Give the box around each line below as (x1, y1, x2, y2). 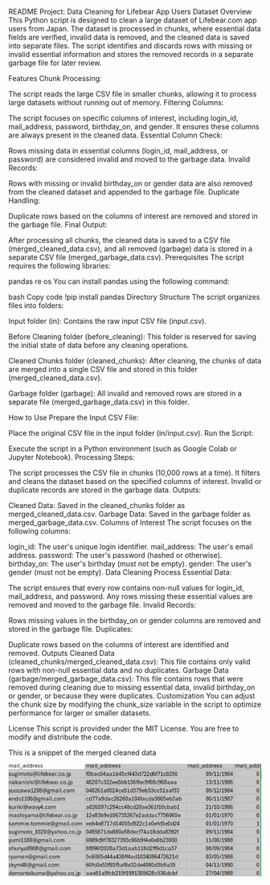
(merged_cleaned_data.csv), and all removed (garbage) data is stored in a (8, 244, 253, 253)
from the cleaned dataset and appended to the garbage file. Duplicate (8, 187, 239, 196)
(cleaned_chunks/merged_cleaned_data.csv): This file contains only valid (8, 657, 251, 666)
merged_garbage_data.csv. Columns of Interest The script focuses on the (8, 518, 252, 527)
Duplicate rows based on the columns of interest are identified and (8, 640, 229, 649)
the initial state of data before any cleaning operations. (8, 341, 190, 350)
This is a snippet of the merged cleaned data (8, 748, 157, 757)
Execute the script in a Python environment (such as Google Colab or (8, 444, 237, 453)
